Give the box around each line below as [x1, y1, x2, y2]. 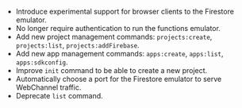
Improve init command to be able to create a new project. [15, 66, 208, 75]
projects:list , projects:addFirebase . [15, 40, 140, 50]
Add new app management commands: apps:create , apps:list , [15, 49, 224, 58]
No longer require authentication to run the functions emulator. [15, 24, 221, 33]
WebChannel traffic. [15, 83, 82, 92]
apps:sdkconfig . [15, 57, 69, 67]
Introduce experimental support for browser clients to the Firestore [15, 7, 234, 16]
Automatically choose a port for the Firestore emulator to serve [15, 75, 222, 83]
